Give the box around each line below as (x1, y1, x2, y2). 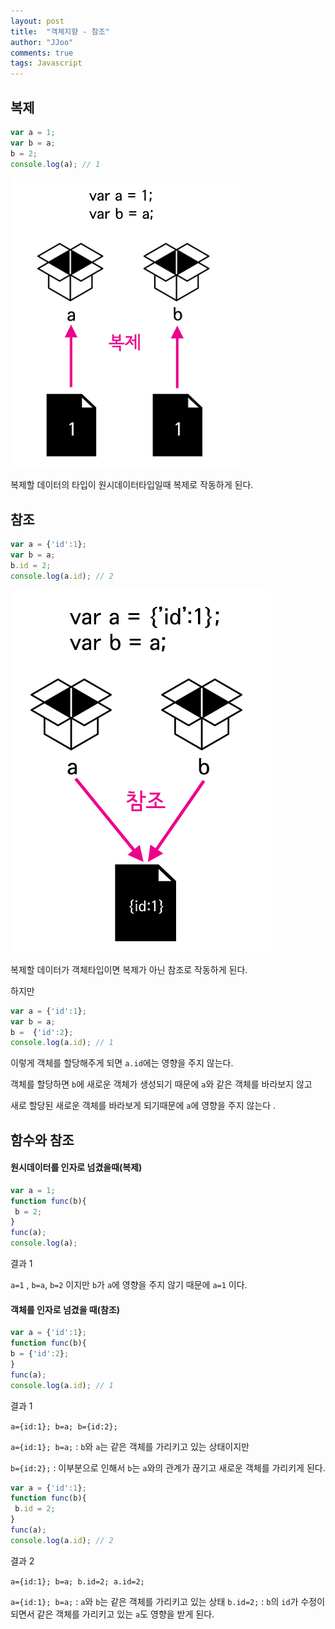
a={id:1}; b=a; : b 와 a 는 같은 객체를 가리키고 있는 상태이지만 (10, 1440, 250, 1452)
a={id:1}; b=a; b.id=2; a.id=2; (10, 1576, 145, 1587)
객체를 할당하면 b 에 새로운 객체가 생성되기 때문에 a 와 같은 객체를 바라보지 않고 (10, 1078, 313, 1090)
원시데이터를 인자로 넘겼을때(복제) (10, 1161, 143, 1174)
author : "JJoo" (10, 37, 74, 47)
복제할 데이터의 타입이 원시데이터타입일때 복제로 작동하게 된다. (10, 479, 254, 491)
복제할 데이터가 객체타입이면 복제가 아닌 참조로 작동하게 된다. (10, 963, 248, 975)
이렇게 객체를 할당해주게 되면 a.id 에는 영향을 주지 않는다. (10, 1057, 234, 1069)
